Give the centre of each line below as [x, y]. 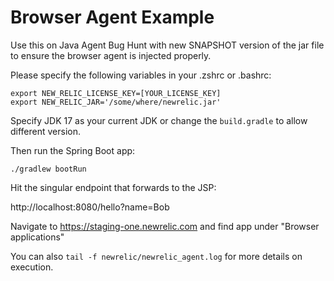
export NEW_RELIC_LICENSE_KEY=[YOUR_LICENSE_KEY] [116, 93]
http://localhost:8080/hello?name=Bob [90, 207]
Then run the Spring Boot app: [73, 150]
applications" [37, 237]
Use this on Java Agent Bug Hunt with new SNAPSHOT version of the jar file [167, 45]
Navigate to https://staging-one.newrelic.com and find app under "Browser [165, 226]
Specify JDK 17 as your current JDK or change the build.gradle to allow [159, 120]
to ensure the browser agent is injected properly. [111, 55]
